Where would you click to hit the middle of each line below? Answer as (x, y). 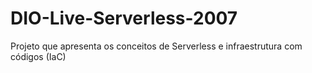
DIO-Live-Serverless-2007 (124, 18)
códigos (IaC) (38, 56)
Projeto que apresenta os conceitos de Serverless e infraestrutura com (156, 46)
